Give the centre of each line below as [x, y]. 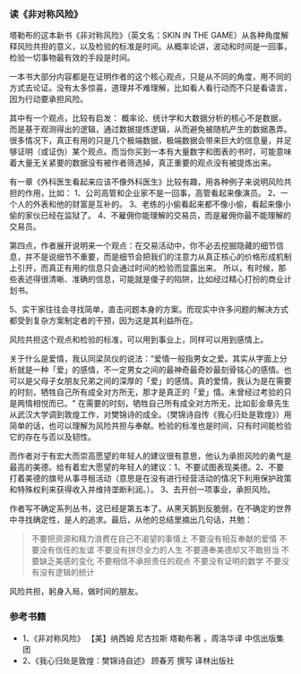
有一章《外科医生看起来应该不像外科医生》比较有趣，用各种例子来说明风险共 [150, 182]
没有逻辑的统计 [67, 572]
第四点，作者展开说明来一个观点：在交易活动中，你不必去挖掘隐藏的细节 [142, 246]
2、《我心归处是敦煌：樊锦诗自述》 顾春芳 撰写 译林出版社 [128, 661]
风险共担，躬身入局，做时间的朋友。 [76, 592]
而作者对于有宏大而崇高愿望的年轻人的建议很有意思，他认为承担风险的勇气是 [150, 456]
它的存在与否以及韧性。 [52, 437]
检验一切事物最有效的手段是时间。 [72, 58]
